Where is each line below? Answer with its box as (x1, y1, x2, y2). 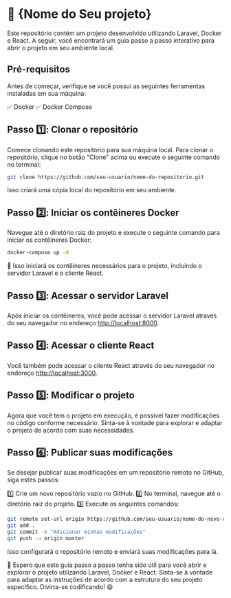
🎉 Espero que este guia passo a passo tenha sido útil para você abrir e (7, 561, 207, 569)
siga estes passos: (7, 475, 60, 484)
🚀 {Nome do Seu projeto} (7, 6, 152, 22)
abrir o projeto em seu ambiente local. (7, 43, 115, 52)
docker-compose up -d (7, 249, 69, 256)
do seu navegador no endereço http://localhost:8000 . (7, 318, 159, 327)
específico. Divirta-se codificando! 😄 (7, 582, 113, 591)
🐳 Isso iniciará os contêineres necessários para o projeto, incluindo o (7, 262, 203, 270)
